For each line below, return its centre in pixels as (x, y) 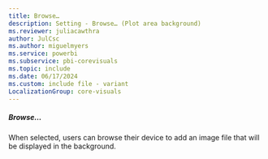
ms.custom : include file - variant (69, 84)
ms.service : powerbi (43, 54)
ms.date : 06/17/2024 (43, 76)
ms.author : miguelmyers (49, 46)
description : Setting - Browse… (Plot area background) (105, 24)
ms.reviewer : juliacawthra (54, 31)
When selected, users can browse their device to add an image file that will (134, 138)
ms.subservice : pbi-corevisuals (63, 62)
